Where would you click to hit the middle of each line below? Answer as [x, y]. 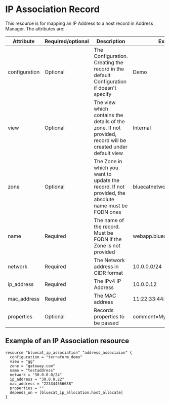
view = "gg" [23, 361]
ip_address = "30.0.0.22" [37, 379]
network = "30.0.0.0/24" [36, 375]
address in [106, 266]
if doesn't [105, 88]
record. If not [109, 187]
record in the [109, 68]
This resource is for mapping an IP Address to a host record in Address [79, 23]
